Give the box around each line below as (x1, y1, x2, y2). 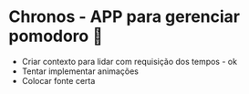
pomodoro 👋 (8, 26, 104, 47)
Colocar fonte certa (21, 75, 96, 86)
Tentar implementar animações (21, 66, 139, 77)
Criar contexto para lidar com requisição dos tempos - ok (21, 56, 238, 67)
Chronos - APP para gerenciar (8, 6, 241, 27)
